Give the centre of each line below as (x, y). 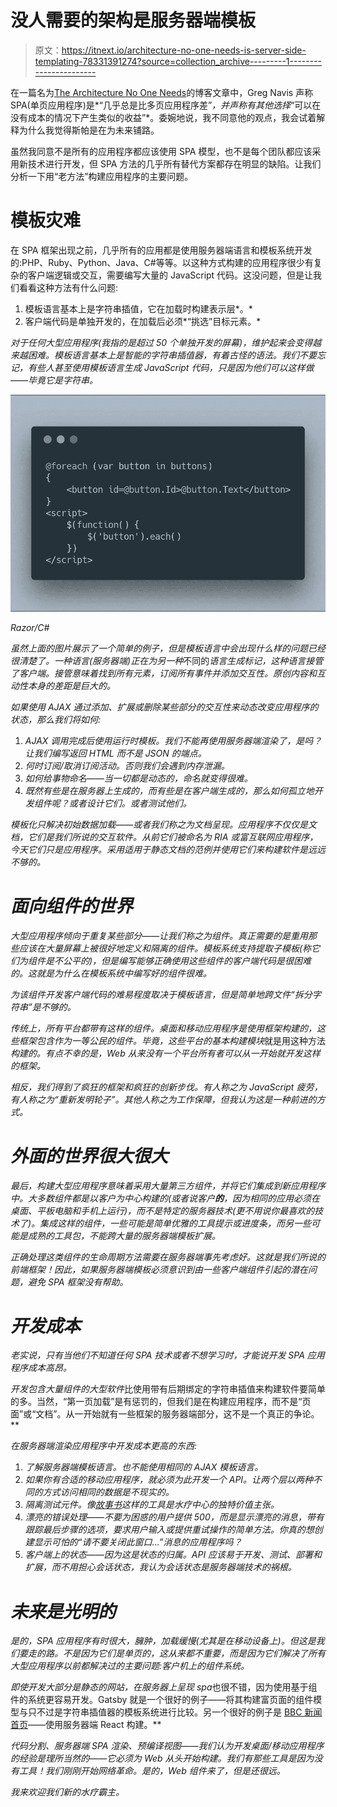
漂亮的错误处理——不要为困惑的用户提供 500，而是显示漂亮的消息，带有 (174, 1517)
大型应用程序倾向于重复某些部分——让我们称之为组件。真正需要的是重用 (159, 935)
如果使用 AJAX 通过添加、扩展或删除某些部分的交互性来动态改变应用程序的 (164, 707)
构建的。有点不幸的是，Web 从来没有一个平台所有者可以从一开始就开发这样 (165, 1053)
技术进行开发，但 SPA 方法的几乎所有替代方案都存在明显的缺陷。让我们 (174, 163)
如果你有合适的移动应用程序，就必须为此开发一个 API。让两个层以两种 (169, 1480)
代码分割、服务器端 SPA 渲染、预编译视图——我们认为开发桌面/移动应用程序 (167, 1746)
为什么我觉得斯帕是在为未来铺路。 (89, 130)
